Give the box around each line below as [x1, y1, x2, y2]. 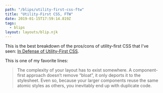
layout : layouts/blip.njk [5, 30, 58, 35]
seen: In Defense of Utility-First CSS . [5, 48, 79, 54]
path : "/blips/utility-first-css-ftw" [5, 7, 84, 12]
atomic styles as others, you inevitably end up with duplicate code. [17, 83, 152, 88]
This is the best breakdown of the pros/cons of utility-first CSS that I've [5, 43, 149, 49]
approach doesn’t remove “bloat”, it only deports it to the [26, 73, 141, 78]
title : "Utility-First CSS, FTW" [5, 12, 73, 17]
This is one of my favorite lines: [5, 58, 69, 63]
